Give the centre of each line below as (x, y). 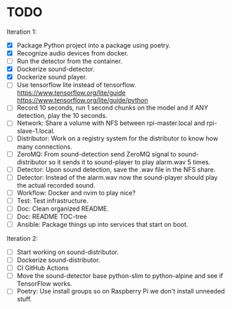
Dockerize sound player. (52, 77)
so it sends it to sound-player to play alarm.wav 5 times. (129, 162)
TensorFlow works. (44, 284)
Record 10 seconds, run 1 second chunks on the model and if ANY (112, 108)
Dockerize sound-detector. (56, 69)
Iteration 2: (22, 238)
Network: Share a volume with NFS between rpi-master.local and (111, 123)
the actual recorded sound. (56, 185)
